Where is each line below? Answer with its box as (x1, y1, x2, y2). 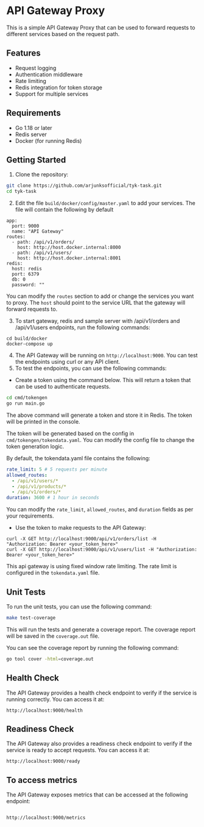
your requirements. (6, 512, 54, 519)
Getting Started (6, 154, 66, 165)
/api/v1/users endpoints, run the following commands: (15, 324, 150, 331)
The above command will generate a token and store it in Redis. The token (6, 411, 192, 419)
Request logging (15, 64, 57, 71)
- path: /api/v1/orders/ (12, 239, 75, 245)
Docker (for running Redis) (15, 137, 82, 144)
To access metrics (6, 775, 77, 785)
